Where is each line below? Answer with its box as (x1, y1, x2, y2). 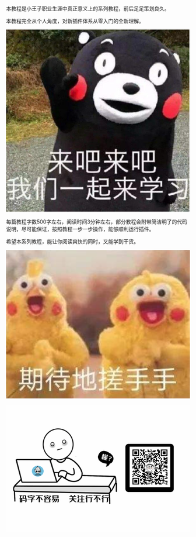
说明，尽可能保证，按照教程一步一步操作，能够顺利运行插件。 (6, 226, 155, 233)
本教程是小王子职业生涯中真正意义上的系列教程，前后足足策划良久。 (6, 5, 170, 12)
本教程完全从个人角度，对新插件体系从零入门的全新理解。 (6, 18, 144, 25)
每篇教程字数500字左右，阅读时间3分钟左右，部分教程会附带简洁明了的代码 (6, 218, 188, 225)
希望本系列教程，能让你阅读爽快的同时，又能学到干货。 (6, 238, 139, 245)
